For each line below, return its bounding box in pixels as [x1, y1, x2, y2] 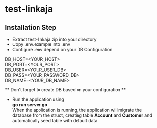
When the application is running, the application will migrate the [12, 107, 142, 113]
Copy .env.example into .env [12, 42, 71, 47]
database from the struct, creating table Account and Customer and [12, 112, 152, 118]
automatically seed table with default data [12, 118, 98, 123]
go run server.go [12, 102, 48, 107]
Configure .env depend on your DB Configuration [12, 47, 113, 52]
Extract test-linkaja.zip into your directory [12, 36, 97, 42]
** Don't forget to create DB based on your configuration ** [5, 87, 126, 92]
